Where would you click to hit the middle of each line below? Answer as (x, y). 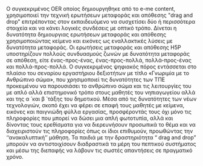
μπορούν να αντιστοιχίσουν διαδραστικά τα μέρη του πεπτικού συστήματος (101, 144)
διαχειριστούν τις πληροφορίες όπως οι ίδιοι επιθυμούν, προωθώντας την (100, 131)
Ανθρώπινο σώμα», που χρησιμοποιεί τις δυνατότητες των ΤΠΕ (85, 79)
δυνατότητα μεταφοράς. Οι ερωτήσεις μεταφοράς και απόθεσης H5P (94, 47)
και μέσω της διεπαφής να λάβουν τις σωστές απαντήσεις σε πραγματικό (99, 150)
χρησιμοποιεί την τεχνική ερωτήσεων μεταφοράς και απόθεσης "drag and (100, 15)
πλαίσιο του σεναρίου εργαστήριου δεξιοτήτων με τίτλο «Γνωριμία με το (98, 73)
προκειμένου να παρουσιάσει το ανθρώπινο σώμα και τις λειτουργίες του (99, 86)
